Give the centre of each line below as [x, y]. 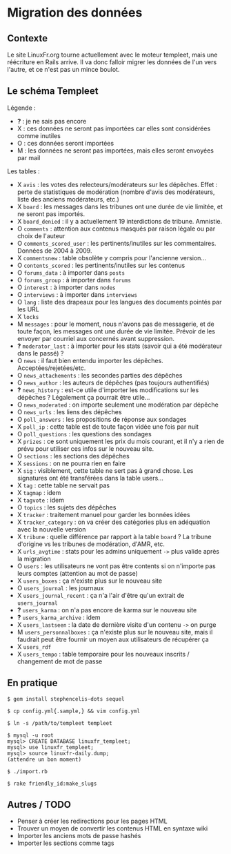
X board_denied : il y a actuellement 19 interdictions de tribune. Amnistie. [120, 221]
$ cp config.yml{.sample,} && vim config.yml [73, 711]
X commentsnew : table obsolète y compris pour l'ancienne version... [112, 258]
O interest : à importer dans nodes [66, 287]
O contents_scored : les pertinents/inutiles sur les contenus [101, 265]
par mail [29, 157]
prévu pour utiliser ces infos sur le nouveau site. [85, 448]
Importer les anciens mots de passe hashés [79, 836]
